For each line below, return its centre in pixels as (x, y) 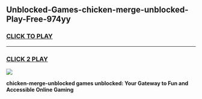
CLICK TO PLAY (29, 37)
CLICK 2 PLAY (27, 59)
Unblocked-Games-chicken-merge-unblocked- (97, 10)
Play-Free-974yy (38, 19)
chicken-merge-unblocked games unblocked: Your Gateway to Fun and (97, 83)
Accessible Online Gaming (40, 89)
